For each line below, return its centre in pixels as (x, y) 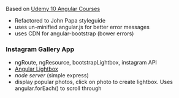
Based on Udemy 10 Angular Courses (53, 9)
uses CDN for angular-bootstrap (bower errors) (74, 33)
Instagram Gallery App (40, 49)
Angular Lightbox (36, 69)
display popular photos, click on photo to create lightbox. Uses (93, 82)
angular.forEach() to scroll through (58, 88)
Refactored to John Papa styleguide (60, 20)
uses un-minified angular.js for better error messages (82, 27)
